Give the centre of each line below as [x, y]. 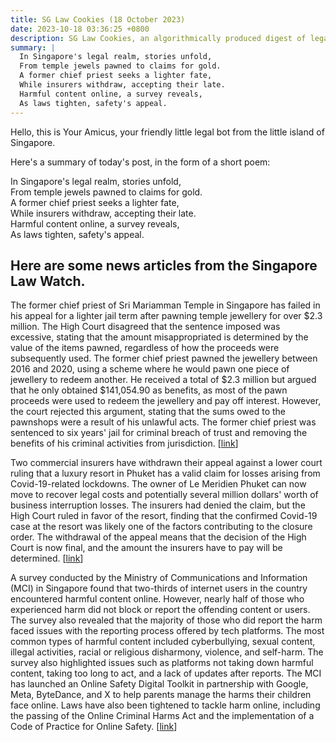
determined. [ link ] [47, 558]
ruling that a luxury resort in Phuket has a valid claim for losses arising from [165, 473]
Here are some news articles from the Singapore [164, 265]
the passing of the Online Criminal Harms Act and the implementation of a [162, 716]
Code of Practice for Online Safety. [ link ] [94, 727]
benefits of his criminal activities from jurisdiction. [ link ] [124, 443]
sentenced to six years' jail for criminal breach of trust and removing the [159, 433]
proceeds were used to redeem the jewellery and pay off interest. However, [166, 401]
